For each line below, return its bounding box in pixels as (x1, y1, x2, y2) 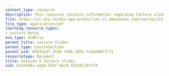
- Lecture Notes (5, 30, 39, 35)
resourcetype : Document (5, 53, 55, 59)
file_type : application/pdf (5, 21, 64, 26)
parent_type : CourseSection (5, 44, 64, 49)
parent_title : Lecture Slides (5, 40, 69, 45)
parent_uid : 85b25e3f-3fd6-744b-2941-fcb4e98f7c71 (5, 49, 114, 54)
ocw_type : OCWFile (5, 35, 44, 40)
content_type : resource (5, 7, 55, 12)
